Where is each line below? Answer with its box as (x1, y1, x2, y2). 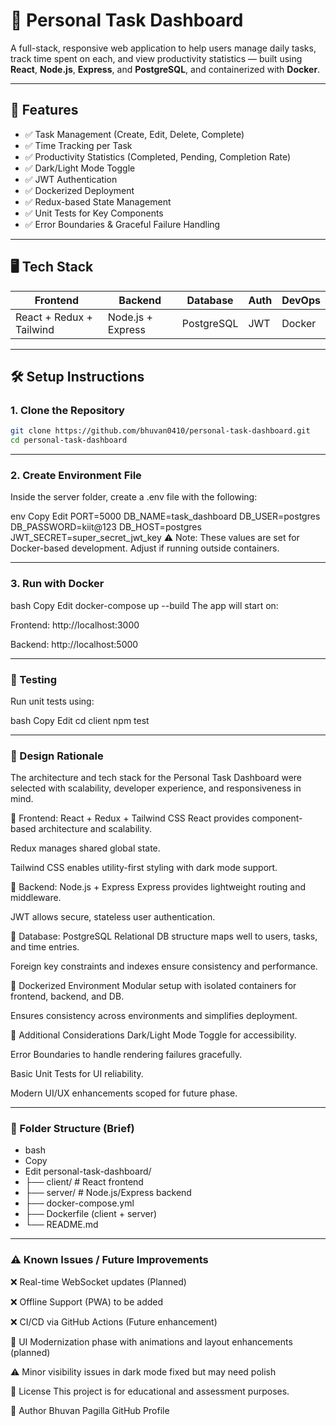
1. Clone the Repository (10, 403, 125, 417)
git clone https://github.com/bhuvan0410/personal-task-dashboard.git (10, 426, 311, 436)
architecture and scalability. (38, 823, 152, 835)
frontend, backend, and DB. (10, 990, 125, 1003)
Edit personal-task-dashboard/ (24, 1165, 152, 1178)
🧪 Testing (10, 672, 58, 686)
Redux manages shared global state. (10, 842, 161, 854)
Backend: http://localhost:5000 (10, 638, 139, 650)
